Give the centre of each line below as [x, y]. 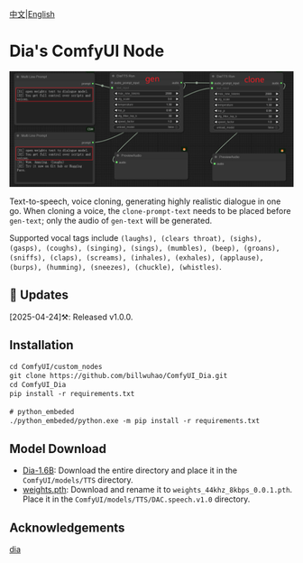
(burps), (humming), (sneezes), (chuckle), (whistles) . [116, 266]
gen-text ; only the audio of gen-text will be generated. [111, 220]
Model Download [58, 449]
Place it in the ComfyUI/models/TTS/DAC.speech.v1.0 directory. [136, 499]
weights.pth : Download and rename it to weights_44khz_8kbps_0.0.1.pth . [157, 490]
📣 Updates [39, 295]
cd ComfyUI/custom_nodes [56, 367]
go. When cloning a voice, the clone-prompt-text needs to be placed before [150, 210]
